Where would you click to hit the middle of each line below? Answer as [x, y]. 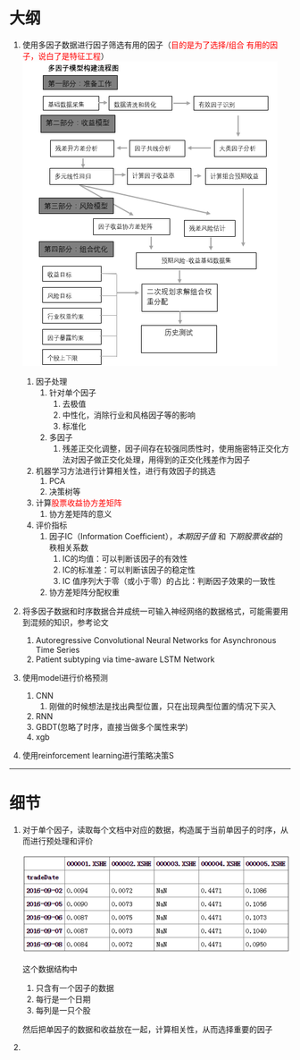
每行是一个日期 [63, 999]
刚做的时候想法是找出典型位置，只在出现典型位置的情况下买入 [162, 706]
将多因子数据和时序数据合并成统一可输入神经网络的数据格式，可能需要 [151, 611]
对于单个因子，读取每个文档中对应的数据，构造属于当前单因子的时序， [151, 829]
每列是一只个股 [63, 1011]
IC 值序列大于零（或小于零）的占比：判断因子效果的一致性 [169, 581]
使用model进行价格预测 [65, 677]
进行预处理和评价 [62, 841]
